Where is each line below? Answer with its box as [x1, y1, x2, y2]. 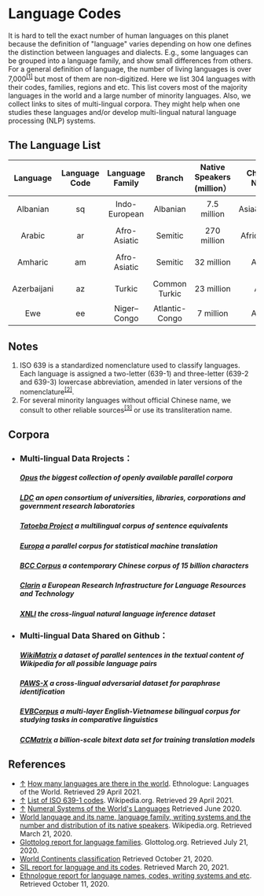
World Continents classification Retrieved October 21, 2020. [19, 853, 214, 863]
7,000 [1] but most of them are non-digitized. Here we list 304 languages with [8, 72, 255, 83]
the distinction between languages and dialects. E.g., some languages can [8, 47, 249, 57]
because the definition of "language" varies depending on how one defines [8, 39, 252, 48]
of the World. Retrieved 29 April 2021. [19, 787, 141, 796]
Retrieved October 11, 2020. [19, 879, 110, 888]
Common [152, 279, 187, 290]
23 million [194, 283, 231, 294]
